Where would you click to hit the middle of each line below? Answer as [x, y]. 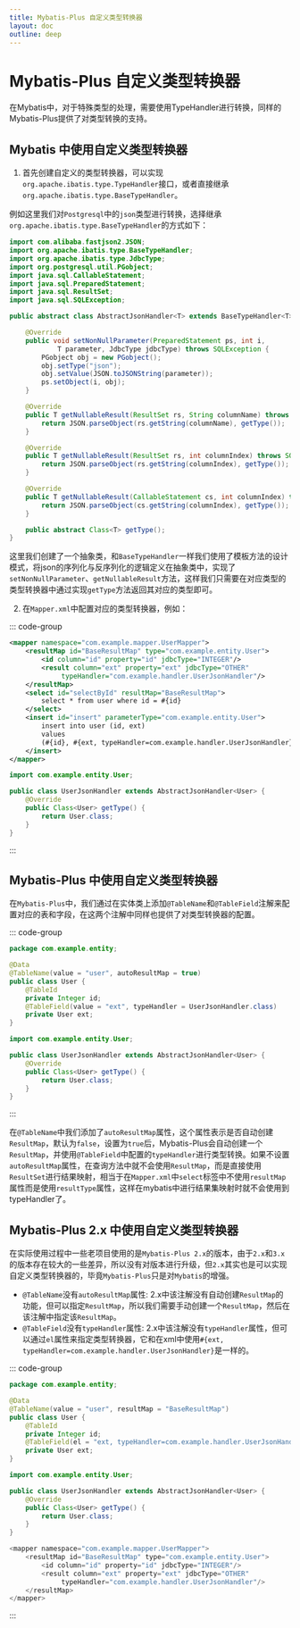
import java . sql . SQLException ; [67, 300]
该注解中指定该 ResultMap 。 [72, 1317]
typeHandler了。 [40, 1199]
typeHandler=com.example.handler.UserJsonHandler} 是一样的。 [138, 1350]
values [54, 734]
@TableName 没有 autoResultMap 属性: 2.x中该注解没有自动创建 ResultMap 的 [153, 1295]
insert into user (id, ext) [93, 726]
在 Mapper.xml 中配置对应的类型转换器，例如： [105, 609]
